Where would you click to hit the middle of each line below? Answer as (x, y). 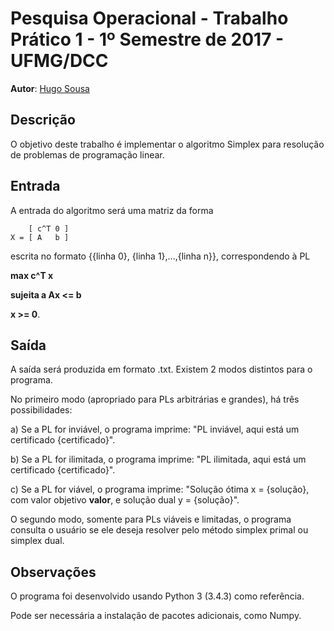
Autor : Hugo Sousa (50, 88)
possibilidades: (41, 410)
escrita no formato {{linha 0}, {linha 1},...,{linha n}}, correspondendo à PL (160, 256)
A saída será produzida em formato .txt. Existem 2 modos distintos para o (161, 369)
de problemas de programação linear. (87, 154)
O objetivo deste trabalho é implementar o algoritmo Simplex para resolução (167, 144)
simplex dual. (37, 541)
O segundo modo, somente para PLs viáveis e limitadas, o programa (151, 519)
